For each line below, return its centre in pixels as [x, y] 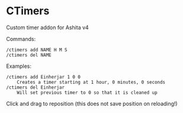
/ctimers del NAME [29, 55]
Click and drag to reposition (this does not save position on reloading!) [92, 103]
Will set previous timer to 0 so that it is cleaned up [87, 92]
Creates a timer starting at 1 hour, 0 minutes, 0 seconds [91, 82]
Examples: [19, 66]
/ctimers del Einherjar [36, 87]
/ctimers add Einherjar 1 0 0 [44, 77]
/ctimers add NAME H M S [37, 50]
